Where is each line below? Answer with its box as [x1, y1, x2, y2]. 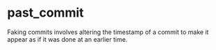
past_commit [7, 5, 85, 21]
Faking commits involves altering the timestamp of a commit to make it [7, 28, 209, 36]
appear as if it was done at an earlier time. [7, 35, 128, 43]
